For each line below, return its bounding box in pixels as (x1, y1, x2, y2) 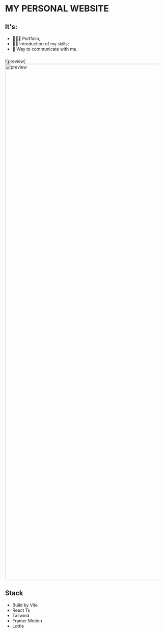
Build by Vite (12, 602, 38, 608)
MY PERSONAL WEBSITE (5, 3, 109, 14)
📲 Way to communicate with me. (12, 46, 78, 52)
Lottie (12, 623, 24, 629)
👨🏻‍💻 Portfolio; (12, 35, 41, 41)
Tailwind (12, 612, 29, 618)
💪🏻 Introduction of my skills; (12, 41, 69, 47)
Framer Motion (12, 618, 43, 624)
